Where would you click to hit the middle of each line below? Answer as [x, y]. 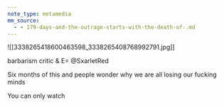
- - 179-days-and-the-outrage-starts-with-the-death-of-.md [105, 27]
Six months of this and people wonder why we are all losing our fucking [112, 74]
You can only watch [36, 96]
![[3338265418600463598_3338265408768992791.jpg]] [91, 47]
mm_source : [23, 21]
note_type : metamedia [39, 14]
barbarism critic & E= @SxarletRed [58, 61]
